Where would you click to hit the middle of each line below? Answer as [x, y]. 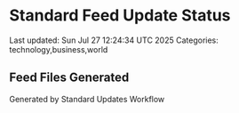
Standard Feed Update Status [120, 16]
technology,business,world [59, 49]
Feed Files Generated [69, 78]
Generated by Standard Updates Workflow [87, 99]
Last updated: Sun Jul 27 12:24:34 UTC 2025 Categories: [114, 40]
